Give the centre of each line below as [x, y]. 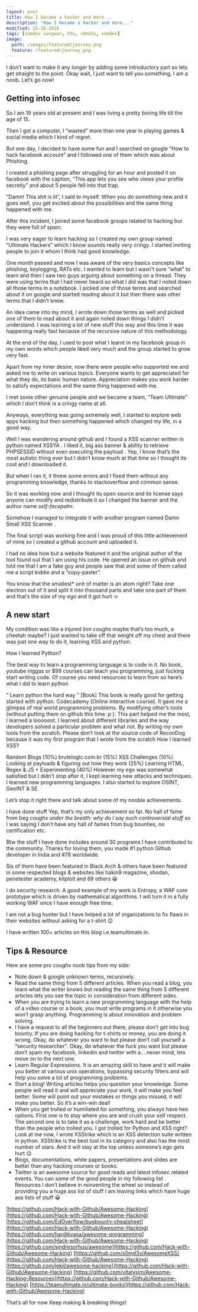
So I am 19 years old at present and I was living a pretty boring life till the [95, 113]
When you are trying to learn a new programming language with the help [103, 1002]
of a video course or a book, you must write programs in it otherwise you [103, 1008]
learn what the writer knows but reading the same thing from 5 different [102, 990]
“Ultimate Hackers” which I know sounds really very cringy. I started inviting [98, 245]
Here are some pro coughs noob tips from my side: [68, 965]
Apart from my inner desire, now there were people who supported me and [98, 366]
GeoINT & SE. [23, 789]
